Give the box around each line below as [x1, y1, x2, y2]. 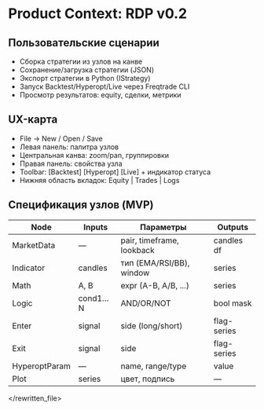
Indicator [12, 262, 46, 273]
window [120, 267, 150, 278]
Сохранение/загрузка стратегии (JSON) [19, 65, 155, 75]
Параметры [140, 221, 187, 232]
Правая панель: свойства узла [19, 159, 123, 168]
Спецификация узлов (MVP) [8, 198, 155, 212]
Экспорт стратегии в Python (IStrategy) [19, 74, 151, 82]
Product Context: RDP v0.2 [8, 5, 187, 23]
